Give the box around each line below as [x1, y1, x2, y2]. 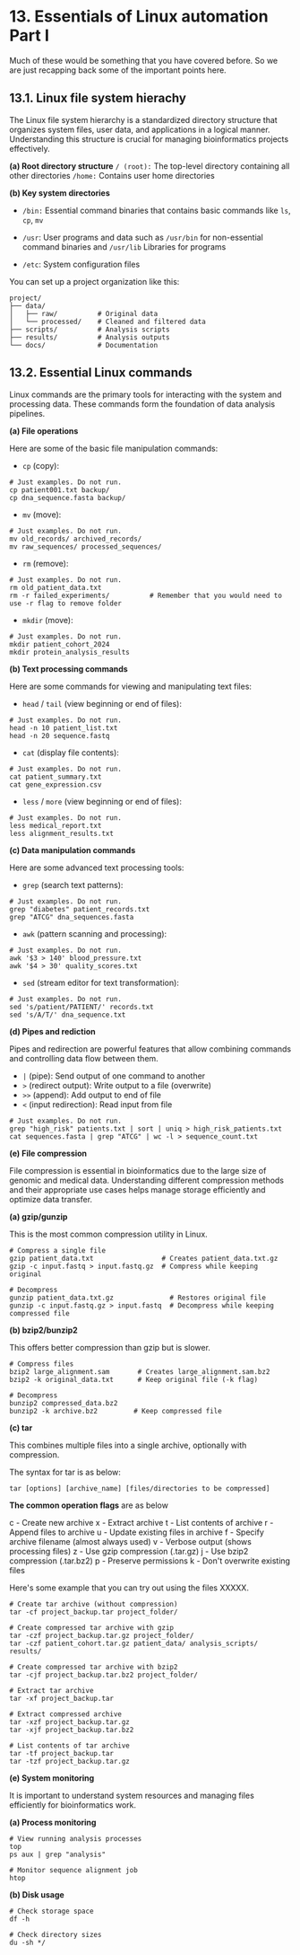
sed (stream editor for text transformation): [21, 977, 179, 988]
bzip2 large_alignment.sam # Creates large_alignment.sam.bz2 [9, 1367, 270, 1376]
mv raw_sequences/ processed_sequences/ [9, 542, 163, 551]
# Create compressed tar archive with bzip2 [9, 1662, 178, 1671]
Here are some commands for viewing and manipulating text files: [9, 681, 253, 691]
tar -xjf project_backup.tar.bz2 [9, 1725, 134, 1734]
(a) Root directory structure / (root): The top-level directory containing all [9, 160, 290, 172]
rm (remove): [21, 558, 69, 568]
